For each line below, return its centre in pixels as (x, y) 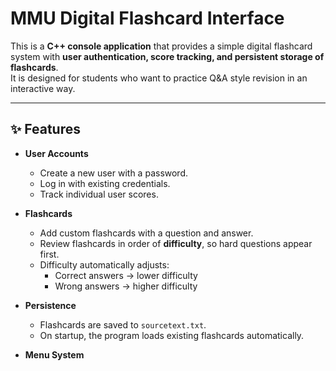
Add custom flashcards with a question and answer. (146, 233)
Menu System (54, 354)
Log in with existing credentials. (105, 183)
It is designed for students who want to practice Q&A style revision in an (159, 78)
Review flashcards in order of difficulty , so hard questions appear (176, 243)
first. (49, 254)
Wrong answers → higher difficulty (126, 286)
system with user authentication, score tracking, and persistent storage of (167, 56)
